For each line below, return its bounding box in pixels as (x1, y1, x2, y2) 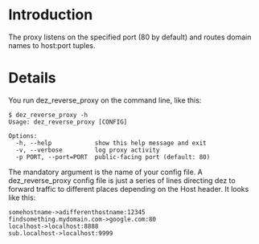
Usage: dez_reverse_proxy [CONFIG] (8, 118, 128, 126)
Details (8, 69, 56, 87)
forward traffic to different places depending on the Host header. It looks (8, 184, 249, 193)
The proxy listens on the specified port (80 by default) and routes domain (8, 32, 252, 42)
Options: (8, 132, 38, 140)
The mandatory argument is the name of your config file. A (8, 167, 203, 177)
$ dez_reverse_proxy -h (8, 111, 88, 119)
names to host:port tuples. (8, 40, 96, 50)
